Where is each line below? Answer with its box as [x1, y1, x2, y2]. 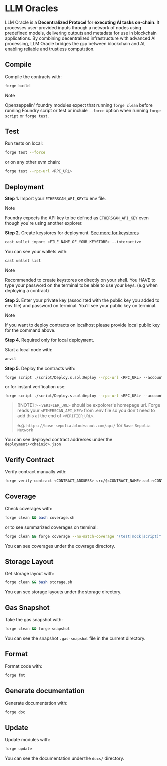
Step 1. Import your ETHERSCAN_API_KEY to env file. [5, 195, 106, 201]
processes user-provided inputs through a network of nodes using [5, 24, 142, 30]
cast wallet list [5, 258, 41, 263]
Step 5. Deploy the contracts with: [5, 365, 76, 371]
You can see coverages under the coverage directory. [5, 543, 115, 549]
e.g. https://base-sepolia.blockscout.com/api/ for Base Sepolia [17, 422, 151, 429]
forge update [5, 746, 32, 751]
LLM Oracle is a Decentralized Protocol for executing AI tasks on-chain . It [5, 19, 160, 25]
